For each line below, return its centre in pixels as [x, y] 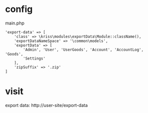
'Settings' [34, 58]
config [19, 9]
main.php [15, 23]
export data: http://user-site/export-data [47, 105]
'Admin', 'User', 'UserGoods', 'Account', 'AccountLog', [83, 49]
